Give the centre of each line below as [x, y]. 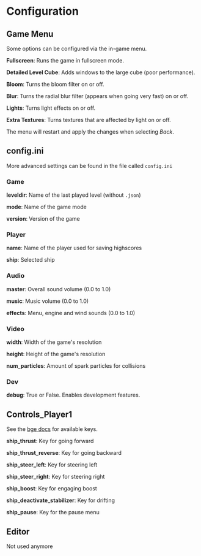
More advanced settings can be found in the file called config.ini [90, 166]
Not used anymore [30, 546]
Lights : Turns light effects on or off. [51, 108]
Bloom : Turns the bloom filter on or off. [55, 84]
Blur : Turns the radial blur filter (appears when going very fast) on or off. [97, 96]
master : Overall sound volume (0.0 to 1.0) [59, 289]
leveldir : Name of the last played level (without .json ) [74, 195]
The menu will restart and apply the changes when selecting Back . [90, 132]
